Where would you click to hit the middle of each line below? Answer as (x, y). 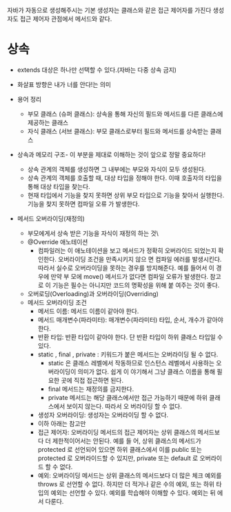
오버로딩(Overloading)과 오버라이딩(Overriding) (93, 293)
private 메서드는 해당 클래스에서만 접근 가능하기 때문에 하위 (128, 397)
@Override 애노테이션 (58, 241)
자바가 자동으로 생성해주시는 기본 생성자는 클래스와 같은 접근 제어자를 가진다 (109, 10)
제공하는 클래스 (48, 122)
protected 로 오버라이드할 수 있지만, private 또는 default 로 (118, 458)
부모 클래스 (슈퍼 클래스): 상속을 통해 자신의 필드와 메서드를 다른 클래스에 (125, 113)
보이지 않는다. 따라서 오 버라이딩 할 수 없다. (124, 406)
